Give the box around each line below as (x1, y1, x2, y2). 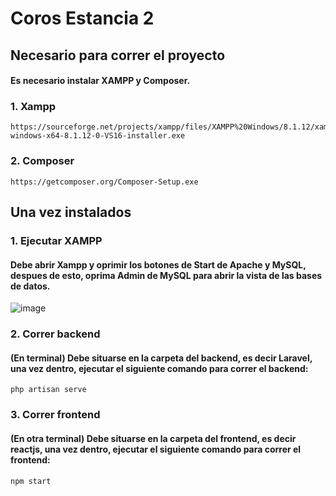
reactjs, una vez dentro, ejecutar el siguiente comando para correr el (10, 443, 302, 455)
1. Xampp (10, 100, 57, 114)
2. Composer (10, 154, 75, 168)
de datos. (10, 280, 51, 292)
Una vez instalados (10, 204, 132, 221)
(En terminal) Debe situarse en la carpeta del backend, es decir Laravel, (10, 352, 313, 364)
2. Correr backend (10, 327, 101, 341)
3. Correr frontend (10, 408, 101, 422)
